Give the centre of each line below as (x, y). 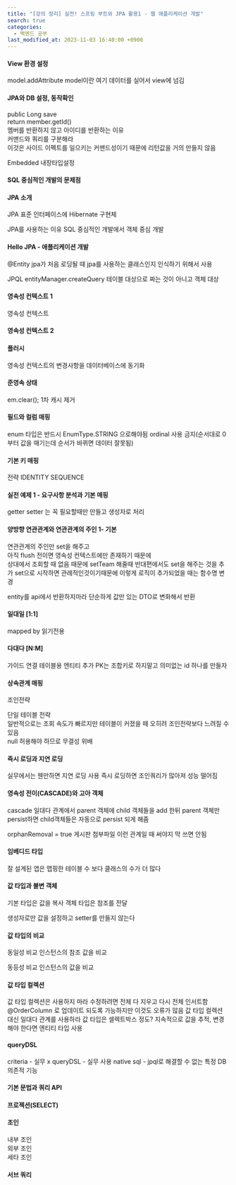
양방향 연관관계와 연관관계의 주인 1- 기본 (62, 529)
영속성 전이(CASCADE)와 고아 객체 (55, 793)
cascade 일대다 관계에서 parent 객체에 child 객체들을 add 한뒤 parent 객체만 (114, 810)
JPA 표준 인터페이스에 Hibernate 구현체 (62, 214)
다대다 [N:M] (25, 649)
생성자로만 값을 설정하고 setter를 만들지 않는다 (71, 918)
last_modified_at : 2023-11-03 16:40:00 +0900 (75, 40)
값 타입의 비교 (26, 935)
